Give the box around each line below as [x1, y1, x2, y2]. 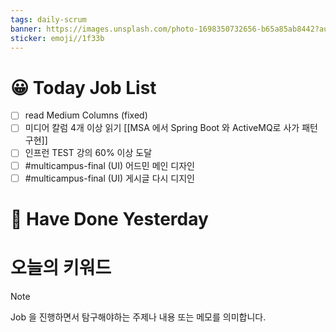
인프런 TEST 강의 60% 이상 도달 [24, 147, 153, 159]
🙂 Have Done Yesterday [10, 207, 209, 230]
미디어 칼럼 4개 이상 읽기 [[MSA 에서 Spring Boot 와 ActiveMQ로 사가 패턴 [24, 122, 318, 134]
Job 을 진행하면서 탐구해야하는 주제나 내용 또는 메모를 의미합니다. [10, 311, 267, 323]
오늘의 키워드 [10, 257, 112, 279]
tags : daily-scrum [10, 14, 87, 25]
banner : [10, 24, 43, 34]
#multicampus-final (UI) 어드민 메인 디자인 [24, 159, 195, 171]
